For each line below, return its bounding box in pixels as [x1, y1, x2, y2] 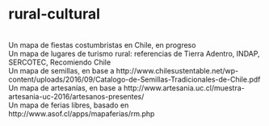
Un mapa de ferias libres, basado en [8, 100, 129, 110]
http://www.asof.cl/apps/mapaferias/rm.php [8, 108, 155, 118]
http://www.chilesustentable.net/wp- [116, 65, 239, 75]
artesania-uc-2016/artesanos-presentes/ [8, 91, 145, 101]
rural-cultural [8, 5, 101, 23]
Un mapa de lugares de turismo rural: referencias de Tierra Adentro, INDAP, [8, 48, 260, 58]
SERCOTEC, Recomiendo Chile [8, 57, 111, 67]
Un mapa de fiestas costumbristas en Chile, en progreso [8, 40, 196, 49]
